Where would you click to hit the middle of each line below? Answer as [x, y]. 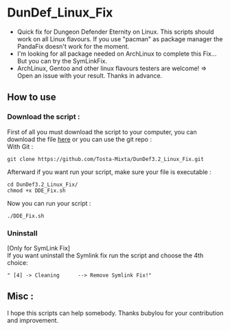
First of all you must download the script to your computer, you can [102, 131]
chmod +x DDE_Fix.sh [37, 191]
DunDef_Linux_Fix [60, 13]
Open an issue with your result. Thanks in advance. [90, 75]
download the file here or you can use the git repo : [80, 139]
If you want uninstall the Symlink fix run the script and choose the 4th [105, 255]
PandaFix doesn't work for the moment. [73, 46]
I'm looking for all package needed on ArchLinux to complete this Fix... [117, 54]
